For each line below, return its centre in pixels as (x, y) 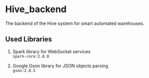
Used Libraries (29, 39)
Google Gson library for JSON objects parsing (60, 66)
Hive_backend (36, 9)
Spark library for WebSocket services (52, 51)
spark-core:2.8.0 (31, 56)
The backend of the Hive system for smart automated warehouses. (75, 23)
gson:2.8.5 (24, 70)
